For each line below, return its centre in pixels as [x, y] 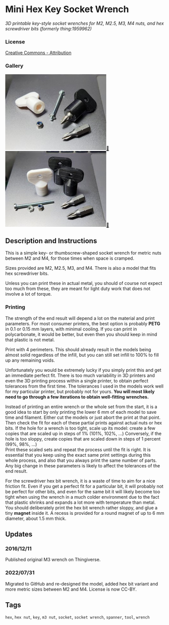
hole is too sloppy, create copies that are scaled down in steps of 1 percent [83, 439]
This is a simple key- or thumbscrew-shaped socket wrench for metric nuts [83, 253]
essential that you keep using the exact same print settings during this [78, 455]
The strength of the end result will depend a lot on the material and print [80, 318]
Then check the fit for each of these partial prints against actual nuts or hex [84, 422]
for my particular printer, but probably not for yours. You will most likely [80, 391]
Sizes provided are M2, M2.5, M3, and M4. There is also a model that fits [81, 268]
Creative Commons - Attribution [38, 53]
